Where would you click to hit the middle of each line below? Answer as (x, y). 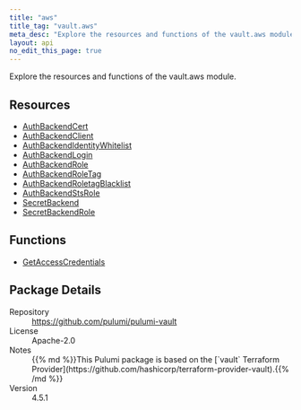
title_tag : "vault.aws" (54, 26)
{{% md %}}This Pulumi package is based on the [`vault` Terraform (156, 359)
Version (23, 388)
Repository (29, 311)
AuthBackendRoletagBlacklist (77, 183)
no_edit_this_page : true (56, 51)
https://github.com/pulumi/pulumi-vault (104, 321)
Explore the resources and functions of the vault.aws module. (123, 76)
